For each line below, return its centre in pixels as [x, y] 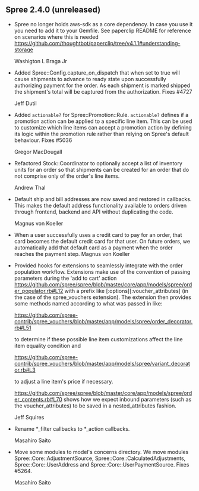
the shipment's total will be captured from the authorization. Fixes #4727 [103, 91]
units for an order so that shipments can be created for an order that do [102, 169]
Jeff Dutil [25, 103]
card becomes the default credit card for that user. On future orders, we [102, 241]
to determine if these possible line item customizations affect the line [98, 339]
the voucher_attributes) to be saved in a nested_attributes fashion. [95, 406]
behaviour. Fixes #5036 [43, 140]
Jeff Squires [29, 417]
